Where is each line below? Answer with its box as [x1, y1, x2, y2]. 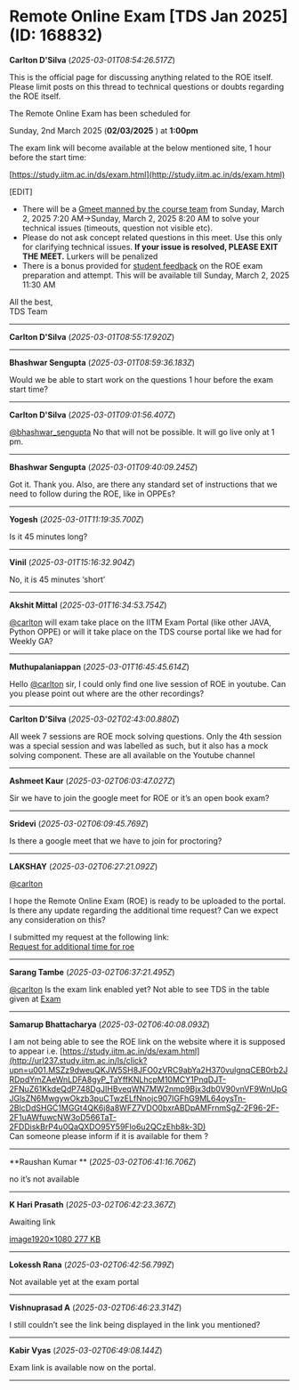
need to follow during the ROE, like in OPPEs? [9, 488, 176, 499]
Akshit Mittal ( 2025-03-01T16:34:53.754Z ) [9, 599, 167, 610]
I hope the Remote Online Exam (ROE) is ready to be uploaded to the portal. [9, 895, 287, 906]
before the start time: [9, 151, 87, 162]
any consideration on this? [9, 914, 107, 925]
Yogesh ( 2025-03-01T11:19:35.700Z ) [9, 513, 144, 524]
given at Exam [9, 993, 61, 1004]
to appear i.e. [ [9, 1046, 63, 1056]
